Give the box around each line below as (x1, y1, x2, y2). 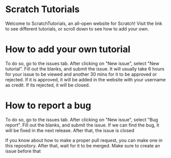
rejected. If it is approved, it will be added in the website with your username (5, 76, 166, 82)
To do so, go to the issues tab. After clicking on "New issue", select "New (5, 60, 160, 67)
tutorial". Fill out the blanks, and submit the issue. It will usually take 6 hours (5, 66, 165, 72)
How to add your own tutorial (5, 44, 131, 55)
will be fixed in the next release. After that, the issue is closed (5, 127, 134, 133)
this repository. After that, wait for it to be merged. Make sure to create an (5, 142, 160, 148)
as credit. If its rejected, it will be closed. (5, 82, 90, 88)
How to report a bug (5, 100, 91, 111)
